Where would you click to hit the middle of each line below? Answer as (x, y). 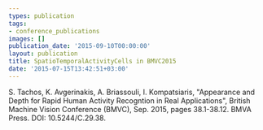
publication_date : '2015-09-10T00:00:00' (80, 46)
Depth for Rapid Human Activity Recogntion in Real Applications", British (129, 100)
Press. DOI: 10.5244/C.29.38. (57, 118)
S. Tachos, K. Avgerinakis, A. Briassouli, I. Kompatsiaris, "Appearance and (131, 92)
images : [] (27, 39)
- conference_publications (54, 31)
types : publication (42, 16)
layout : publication (44, 54)
